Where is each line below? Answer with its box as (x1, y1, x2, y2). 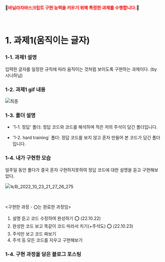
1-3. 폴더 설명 (5, 112, 36, 119)
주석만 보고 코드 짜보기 (12, 231, 56, 237)
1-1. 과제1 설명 (5, 54, 37, 61)
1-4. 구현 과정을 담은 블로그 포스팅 (5, 251, 82, 258)
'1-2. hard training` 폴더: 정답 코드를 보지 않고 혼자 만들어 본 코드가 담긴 (12, 135, 151, 141)
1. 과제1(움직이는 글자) (5, 35, 90, 46)
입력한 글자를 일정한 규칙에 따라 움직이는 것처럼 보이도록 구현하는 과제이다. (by (5, 66, 157, 72)
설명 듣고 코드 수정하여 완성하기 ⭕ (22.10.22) (12, 215, 101, 221)
